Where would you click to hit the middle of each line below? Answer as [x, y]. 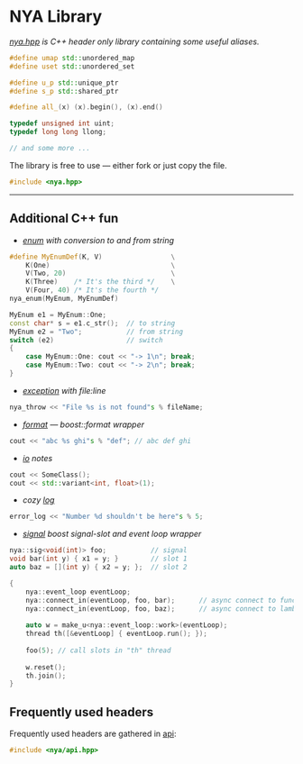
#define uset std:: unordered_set [72, 66]
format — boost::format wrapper [83, 424]
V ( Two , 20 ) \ [101, 273]
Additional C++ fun [64, 218]
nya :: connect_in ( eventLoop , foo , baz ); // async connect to [151, 609]
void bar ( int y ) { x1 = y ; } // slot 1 [98, 559]
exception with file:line [64, 390]
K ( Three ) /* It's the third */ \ [101, 282]
